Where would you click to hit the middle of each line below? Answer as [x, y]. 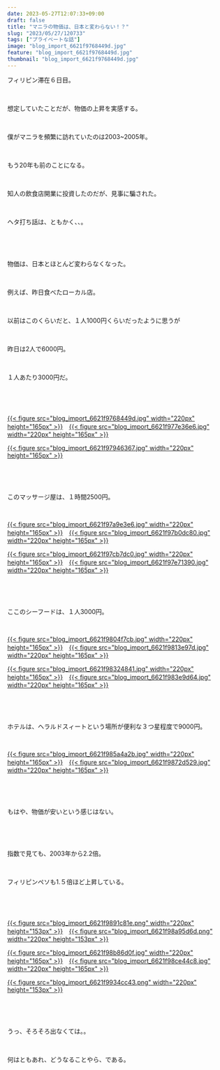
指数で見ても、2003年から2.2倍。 [56, 853]
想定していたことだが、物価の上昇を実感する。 [74, 108]
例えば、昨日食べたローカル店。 [53, 292]
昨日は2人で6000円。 [38, 349]
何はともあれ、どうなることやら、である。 [68, 1060]
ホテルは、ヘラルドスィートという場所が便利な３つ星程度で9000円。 [107, 726]
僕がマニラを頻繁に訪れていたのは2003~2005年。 [79, 136]
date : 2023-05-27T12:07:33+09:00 [56, 14]
